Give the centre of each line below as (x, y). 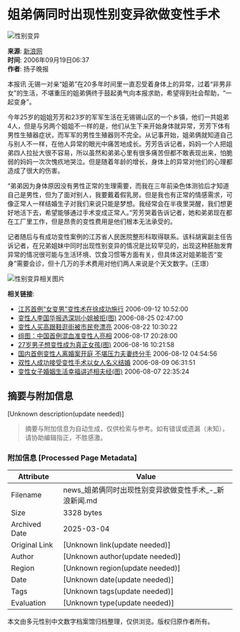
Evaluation (29, 603)
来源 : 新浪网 (25, 51)
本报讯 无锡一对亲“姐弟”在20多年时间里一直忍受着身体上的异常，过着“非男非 (120, 84)
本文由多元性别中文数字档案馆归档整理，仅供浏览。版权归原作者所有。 (111, 621)
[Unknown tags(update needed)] (118, 591)
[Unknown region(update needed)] (122, 568)
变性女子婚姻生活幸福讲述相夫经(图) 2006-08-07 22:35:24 (104, 371)
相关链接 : (21, 294)
